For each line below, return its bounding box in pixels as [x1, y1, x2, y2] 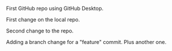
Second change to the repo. [6, 27, 74, 34]
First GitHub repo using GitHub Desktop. [6, 5, 104, 12]
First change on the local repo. [6, 16, 80, 23]
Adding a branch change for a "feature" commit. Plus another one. [6, 39, 167, 45]
